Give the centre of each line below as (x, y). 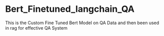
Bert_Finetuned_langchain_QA (70, 9)
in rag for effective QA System (36, 28)
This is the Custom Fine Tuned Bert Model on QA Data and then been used (82, 23)
